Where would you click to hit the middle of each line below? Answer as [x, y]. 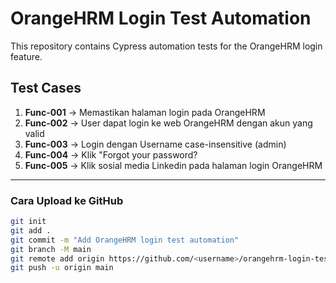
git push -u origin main [62, 268]
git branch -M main [51, 249]
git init [28, 222]
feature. [26, 56]
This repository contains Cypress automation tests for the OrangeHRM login [166, 46]
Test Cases [46, 88]
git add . [31, 230]
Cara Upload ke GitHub [67, 200]
